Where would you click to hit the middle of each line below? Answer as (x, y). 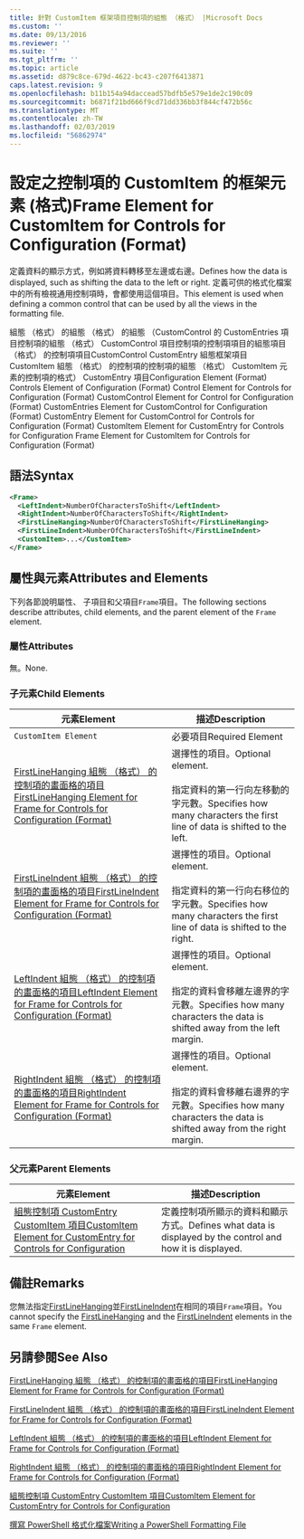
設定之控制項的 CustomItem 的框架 (140, 183)
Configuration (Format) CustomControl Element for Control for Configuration (152, 397)
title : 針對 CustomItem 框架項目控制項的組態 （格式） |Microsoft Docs (136, 18)
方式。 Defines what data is (218, 1225)
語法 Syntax (42, 476)
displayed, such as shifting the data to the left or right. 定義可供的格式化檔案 (151, 282)
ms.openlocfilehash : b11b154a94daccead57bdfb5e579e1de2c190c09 (131, 93)
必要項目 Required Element (227, 736)
